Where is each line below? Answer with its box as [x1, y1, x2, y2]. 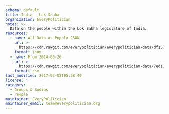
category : [5, 82, 26, 87]
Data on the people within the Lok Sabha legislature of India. [10, 26, 147, 31]
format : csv [14, 69, 39, 74]
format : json [14, 49, 42, 54]
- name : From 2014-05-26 [10, 54, 62, 60]
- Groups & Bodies [10, 87, 49, 92]
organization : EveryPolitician [5, 17, 71, 22]
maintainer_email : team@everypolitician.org [5, 101, 100, 106]
